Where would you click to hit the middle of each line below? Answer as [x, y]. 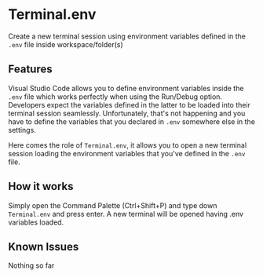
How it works [41, 187]
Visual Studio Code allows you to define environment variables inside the [126, 88]
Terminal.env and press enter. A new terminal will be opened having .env [126, 214]
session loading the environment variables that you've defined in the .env [127, 153]
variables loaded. [36, 222]
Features [30, 69]
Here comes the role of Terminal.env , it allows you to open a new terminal [128, 145]
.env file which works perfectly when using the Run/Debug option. [115, 97]
